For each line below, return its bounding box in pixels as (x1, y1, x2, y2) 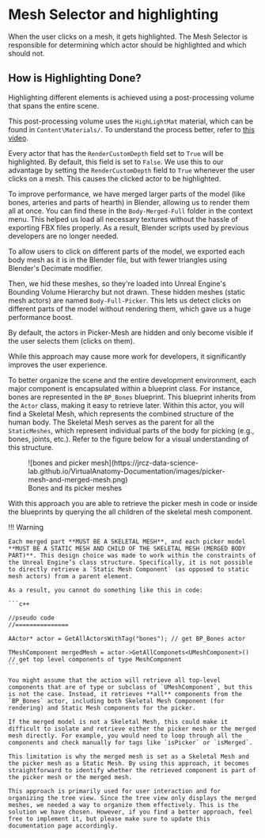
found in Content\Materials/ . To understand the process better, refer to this (8, 124, 256, 134)
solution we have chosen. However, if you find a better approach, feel (8, 808, 253, 816)
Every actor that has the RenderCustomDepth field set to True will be (8, 148, 224, 158)
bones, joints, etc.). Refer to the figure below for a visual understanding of (8, 434, 249, 444)
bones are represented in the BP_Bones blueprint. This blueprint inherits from (8, 392, 256, 402)
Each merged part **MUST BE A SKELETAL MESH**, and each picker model (8, 537, 246, 546)
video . (8, 133, 29, 143)
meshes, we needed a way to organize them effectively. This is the (8, 801, 239, 809)
